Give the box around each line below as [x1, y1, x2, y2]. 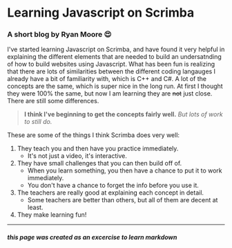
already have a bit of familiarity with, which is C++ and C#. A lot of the [7, 75, 207, 83]
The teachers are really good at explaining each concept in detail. [17, 188, 204, 197]
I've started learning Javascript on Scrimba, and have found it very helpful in [7, 45, 225, 53]
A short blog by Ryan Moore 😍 [7, 30, 112, 39]
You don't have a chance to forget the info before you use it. [27, 181, 199, 190]
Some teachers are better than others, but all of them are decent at [27, 196, 218, 204]
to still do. [23, 118, 52, 126]
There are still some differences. [7, 97, 99, 105]
